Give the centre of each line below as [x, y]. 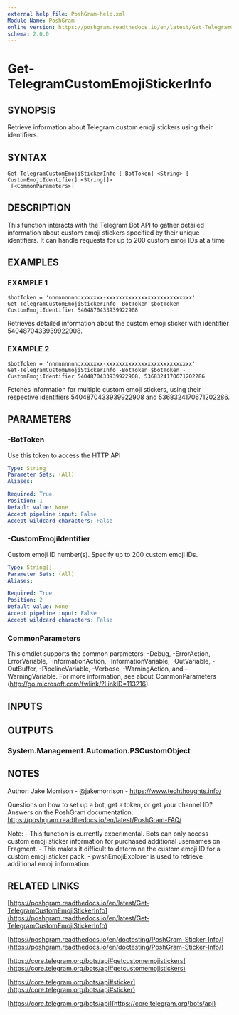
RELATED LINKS [43, 886]
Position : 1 [25, 501]
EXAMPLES [33, 263]
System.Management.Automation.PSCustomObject [99, 750]
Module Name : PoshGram [41, 21]
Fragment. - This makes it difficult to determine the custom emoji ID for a [114, 849]
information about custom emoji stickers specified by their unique [103, 233]
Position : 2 [25, 600]
